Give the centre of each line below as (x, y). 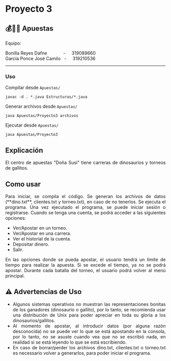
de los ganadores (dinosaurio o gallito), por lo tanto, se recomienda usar (89, 309)
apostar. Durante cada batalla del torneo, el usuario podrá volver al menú (85, 270)
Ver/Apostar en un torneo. (40, 228)
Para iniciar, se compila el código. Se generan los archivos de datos (85, 196)
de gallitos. (17, 168)
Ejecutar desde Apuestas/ (32, 125)
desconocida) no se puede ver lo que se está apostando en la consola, (89, 331)
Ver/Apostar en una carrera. (42, 233)
